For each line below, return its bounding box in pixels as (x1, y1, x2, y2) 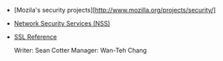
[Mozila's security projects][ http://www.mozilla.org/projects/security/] (13, 6, 216, 14)
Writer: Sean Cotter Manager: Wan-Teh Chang (13, 46, 147, 54)
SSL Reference (13, 33, 57, 41)
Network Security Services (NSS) (13, 19, 110, 27)
